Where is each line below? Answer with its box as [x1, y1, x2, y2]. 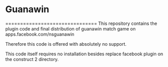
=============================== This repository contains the [5, 20, 157, 26]
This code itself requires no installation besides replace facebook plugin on [5, 51, 163, 57]
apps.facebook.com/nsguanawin [5, 31, 75, 37]
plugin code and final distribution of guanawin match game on [5, 25, 136, 31]
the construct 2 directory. [5, 56, 59, 62]
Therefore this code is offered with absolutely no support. [5, 41, 127, 47]
